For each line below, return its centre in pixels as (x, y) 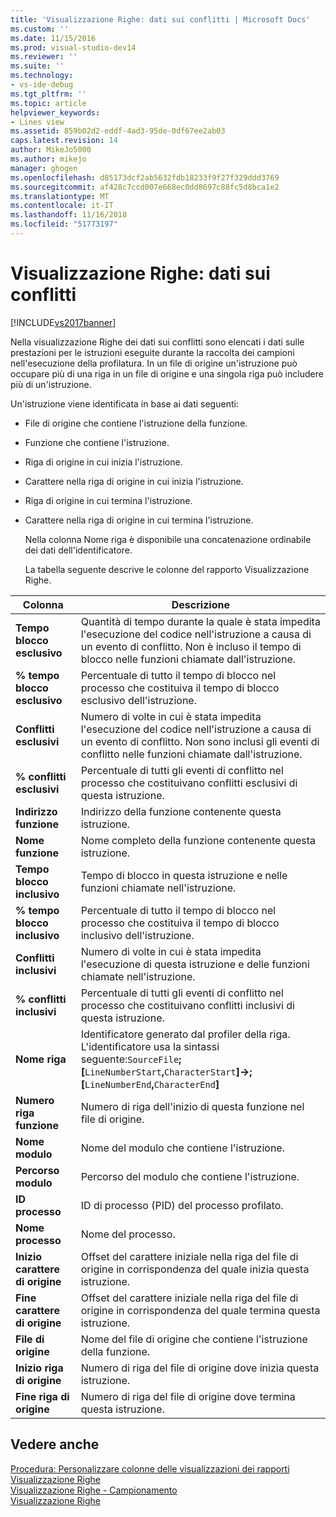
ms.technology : (42, 76)
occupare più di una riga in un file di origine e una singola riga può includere (167, 373)
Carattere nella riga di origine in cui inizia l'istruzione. (134, 481)
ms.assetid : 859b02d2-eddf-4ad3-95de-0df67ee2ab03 (118, 131)
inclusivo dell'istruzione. (137, 935)
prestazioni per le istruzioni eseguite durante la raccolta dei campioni (152, 352)
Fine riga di (42, 1396)
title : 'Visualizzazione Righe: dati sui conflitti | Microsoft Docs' (160, 19)
